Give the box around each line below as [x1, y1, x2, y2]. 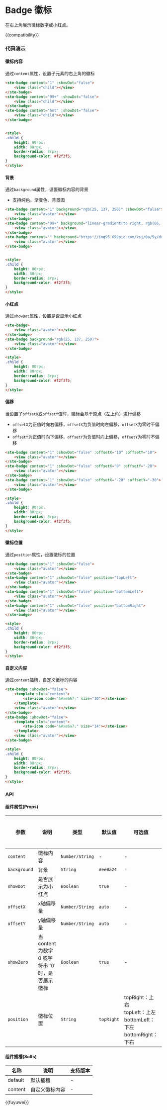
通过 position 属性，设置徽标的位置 [5, 552, 76, 557]
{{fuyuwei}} [5, 1100, 29, 1106]
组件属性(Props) [5, 804, 39, 810]
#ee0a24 [98, 867, 117, 873]
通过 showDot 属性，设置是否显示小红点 [5, 313, 82, 319]
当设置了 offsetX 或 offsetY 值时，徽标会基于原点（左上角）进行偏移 [5, 411, 141, 417]
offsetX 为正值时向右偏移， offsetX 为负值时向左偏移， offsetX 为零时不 [12, 421, 156, 427]
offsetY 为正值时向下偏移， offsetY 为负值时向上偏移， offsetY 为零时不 [12, 434, 156, 440]
